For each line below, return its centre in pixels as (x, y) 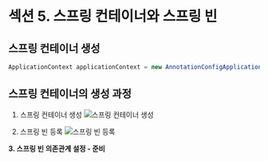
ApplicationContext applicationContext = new (85, 67)
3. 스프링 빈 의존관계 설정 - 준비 (57, 148)
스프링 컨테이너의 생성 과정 (70, 94)
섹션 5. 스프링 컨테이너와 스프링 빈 (113, 16)
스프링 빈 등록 (41, 132)
